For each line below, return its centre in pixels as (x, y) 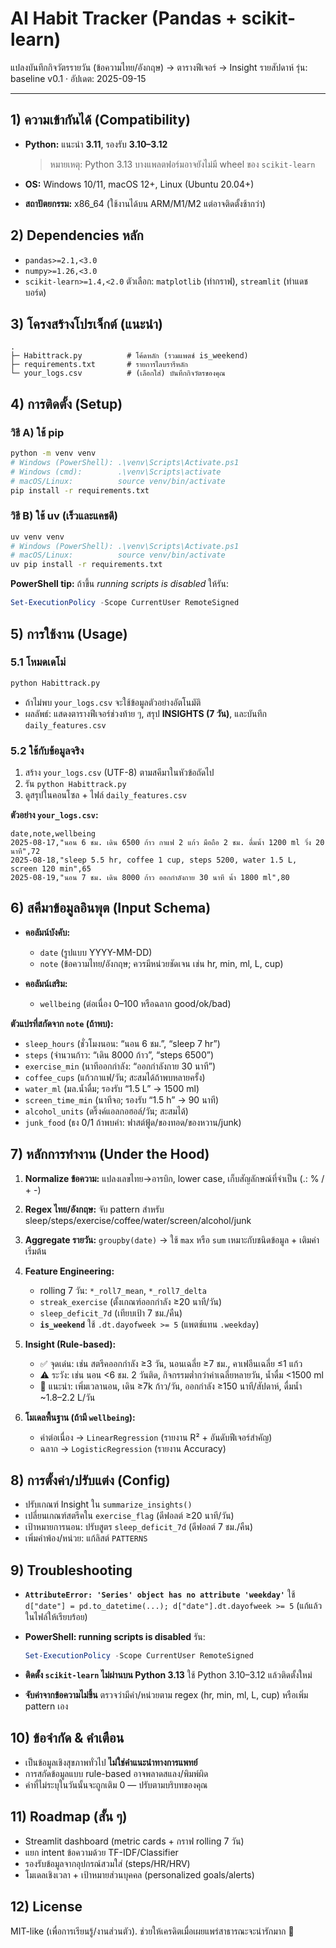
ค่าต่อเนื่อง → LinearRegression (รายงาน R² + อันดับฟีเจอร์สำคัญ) (156, 1437)
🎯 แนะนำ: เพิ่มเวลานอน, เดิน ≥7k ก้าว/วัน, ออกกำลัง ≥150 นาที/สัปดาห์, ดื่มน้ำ (171, 1386)
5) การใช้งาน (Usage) (69, 633)
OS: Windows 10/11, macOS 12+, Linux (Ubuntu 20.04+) (139, 184)
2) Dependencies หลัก (77, 235)
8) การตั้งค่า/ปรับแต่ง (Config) (90, 1480)
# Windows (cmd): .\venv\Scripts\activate (116, 472)
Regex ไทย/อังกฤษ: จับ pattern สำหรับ (94, 1209)
